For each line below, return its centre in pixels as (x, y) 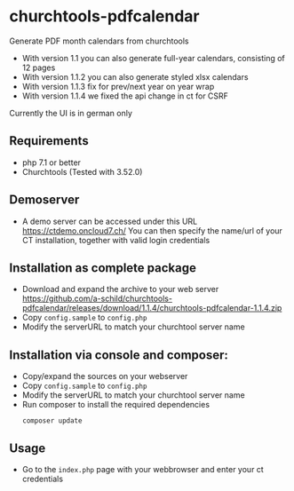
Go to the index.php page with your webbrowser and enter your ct (143, 469)
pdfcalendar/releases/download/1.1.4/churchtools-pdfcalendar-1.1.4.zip (152, 308)
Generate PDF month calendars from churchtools (99, 41)
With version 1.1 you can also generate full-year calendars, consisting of (154, 58)
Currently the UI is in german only (71, 113)
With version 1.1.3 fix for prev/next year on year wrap (118, 86)
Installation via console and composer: (119, 355)
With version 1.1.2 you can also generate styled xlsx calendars (135, 76)
